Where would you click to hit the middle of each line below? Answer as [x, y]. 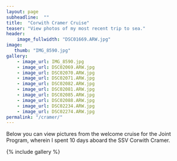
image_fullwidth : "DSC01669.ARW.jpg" [64, 39]
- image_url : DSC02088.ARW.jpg [56, 100]
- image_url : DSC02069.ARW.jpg [56, 67]
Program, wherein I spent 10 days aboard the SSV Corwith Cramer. [88, 140]
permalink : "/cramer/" [34, 117]
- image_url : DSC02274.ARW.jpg [56, 112]
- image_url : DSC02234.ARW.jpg [56, 106]
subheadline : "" [28, 17]
